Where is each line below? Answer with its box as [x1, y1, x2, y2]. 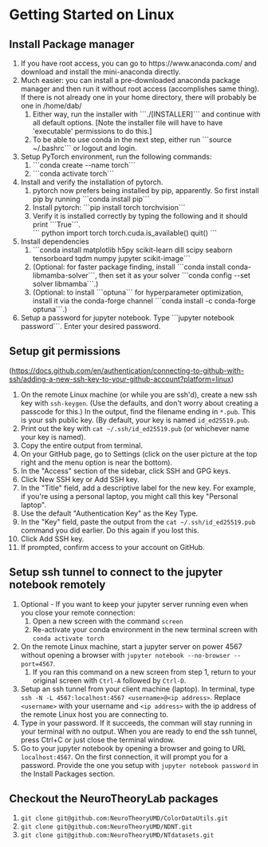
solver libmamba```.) [32, 279, 99, 288]
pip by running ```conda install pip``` [32, 194, 150, 204]
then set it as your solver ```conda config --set [99, 271, 250, 280]
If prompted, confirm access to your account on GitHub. [20, 542, 206, 552]
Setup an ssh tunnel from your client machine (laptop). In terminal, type [20, 684, 255, 694]
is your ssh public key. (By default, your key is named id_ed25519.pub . [20, 415, 250, 425]
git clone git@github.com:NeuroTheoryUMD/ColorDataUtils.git [20, 814, 229, 823]
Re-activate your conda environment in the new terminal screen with [32, 624, 258, 634]
